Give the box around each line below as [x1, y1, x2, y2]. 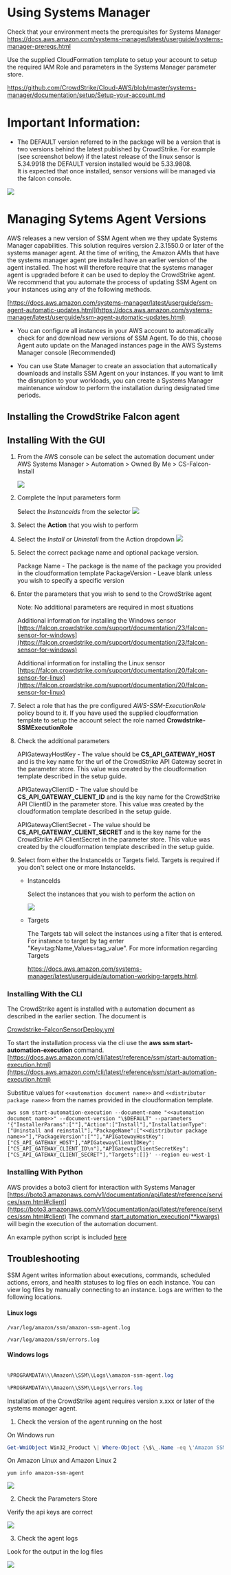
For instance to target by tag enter [27, 937, 124, 945]
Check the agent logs [16, 1534, 78, 1543]
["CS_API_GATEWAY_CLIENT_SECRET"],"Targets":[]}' [7, 1151, 153, 1159]
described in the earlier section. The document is [7, 1012, 146, 1020]
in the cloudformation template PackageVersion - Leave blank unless [16, 569, 212, 577]
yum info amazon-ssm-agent [7, 1470, 85, 1477]
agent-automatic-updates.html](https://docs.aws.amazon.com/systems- [7, 306, 213, 314]
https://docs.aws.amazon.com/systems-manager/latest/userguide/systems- [7, 34, 223, 43]
